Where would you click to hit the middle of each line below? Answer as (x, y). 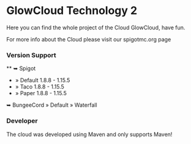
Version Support (31, 55)
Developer (22, 121)
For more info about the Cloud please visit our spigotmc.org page (89, 39)
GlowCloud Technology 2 (72, 11)
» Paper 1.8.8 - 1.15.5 (41, 93)
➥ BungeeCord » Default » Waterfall (52, 105)
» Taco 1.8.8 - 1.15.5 (39, 87)
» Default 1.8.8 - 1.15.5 (43, 81)
